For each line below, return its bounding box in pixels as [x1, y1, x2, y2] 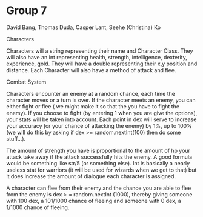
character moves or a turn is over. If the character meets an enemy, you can [6, 96, 196, 104]
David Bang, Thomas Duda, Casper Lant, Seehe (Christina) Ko [6, 24, 161, 31]
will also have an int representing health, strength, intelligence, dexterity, [6, 53, 188, 61]
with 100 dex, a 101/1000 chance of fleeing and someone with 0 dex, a [6, 197, 182, 204]
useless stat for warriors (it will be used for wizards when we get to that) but [6, 166, 197, 173]
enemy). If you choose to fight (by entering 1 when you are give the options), [6, 109, 198, 116]
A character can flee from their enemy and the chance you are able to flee [6, 184, 191, 192]
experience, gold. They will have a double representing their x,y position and [6, 60, 198, 67]
